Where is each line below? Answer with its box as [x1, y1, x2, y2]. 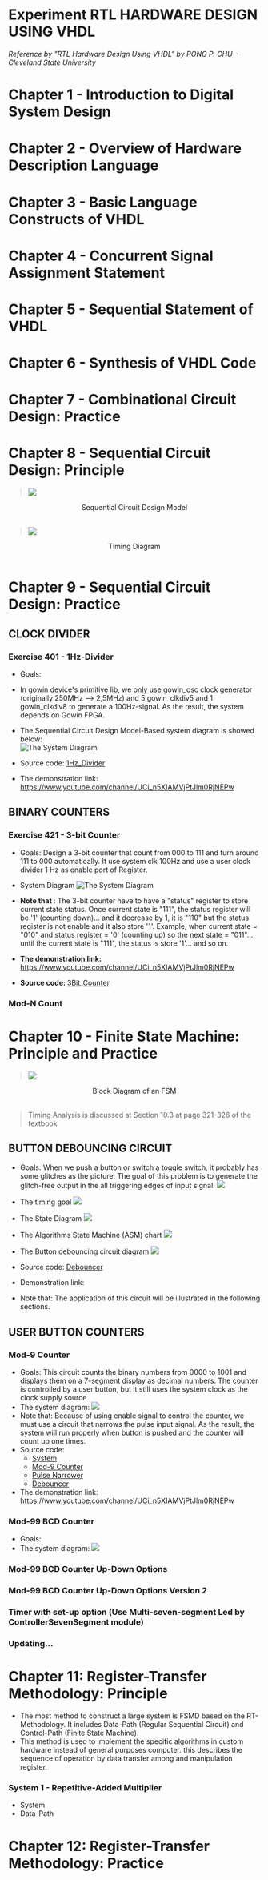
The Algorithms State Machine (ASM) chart [19, 1231, 162, 1240]
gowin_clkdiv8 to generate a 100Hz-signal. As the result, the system [19, 702, 244, 712]
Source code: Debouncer [19, 1263, 103, 1272]
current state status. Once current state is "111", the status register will [19, 904, 251, 914]
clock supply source [19, 1393, 87, 1403]
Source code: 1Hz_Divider [19, 758, 106, 768]
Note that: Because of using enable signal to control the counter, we [19, 1411, 245, 1420]
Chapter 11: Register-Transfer [8, 1668, 207, 1686]
